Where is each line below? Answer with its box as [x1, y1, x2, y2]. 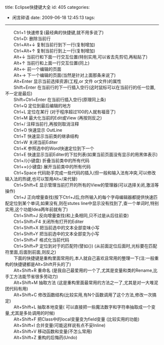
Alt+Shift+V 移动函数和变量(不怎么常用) [13, 328, 92, 334]
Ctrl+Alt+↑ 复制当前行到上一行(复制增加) [13, 48, 96, 54]
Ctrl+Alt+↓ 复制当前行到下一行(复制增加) [13, 42, 96, 47]
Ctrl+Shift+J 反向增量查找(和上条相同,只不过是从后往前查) [13, 213, 129, 218]
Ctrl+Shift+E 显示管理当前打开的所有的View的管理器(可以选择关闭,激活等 [13, 182, 159, 188]
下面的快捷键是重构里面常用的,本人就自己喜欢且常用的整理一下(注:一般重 [13, 255, 159, 261]
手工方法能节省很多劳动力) [5, 274, 59, 279]
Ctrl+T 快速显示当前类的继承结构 [13, 133, 79, 139]
